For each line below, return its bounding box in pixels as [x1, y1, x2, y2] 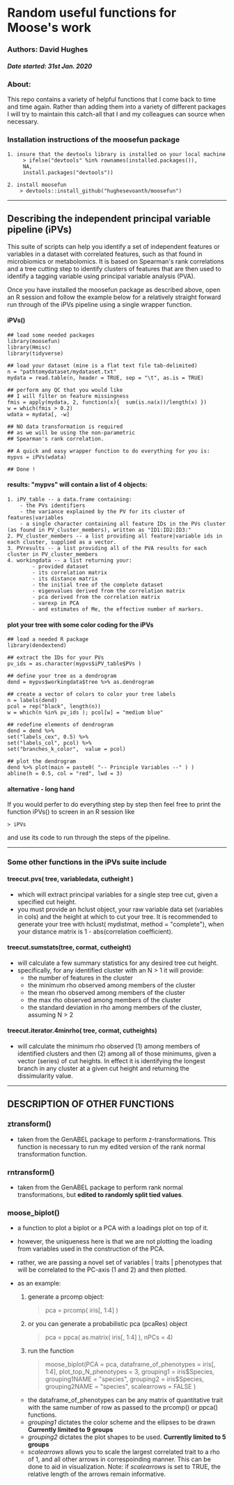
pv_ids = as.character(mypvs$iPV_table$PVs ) [7, 660, 141, 667]
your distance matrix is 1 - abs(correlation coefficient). [17, 927, 173, 936]
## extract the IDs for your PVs [7, 654, 104, 662]
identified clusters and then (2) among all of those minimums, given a [17, 1049, 217, 1058]
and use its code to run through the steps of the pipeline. [7, 833, 171, 841]
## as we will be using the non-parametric [7, 429, 136, 436]
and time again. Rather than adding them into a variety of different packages [7, 102, 226, 111]
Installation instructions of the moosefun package [7, 135, 180, 144]
